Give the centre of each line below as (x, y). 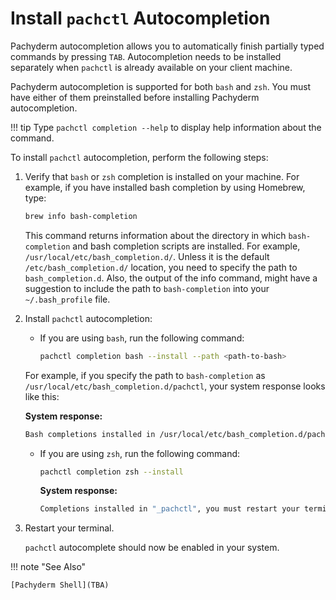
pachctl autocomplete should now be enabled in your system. (152, 548)
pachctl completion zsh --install (111, 472)
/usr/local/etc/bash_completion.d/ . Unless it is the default (147, 256)
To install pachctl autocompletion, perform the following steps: (139, 157)
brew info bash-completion (81, 216)
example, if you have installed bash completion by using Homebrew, (165, 187)
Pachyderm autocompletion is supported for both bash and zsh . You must (161, 86)
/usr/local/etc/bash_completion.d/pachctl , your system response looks (175, 386)
